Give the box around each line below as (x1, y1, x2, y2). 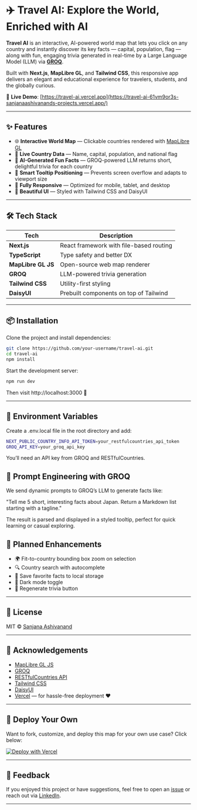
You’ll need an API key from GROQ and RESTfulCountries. (6, 455, 145, 462)
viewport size (14, 175, 47, 182)
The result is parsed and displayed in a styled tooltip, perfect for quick (6, 516, 176, 523)
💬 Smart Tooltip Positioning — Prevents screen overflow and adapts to (14, 169, 187, 176)
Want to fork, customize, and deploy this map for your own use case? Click (6, 730, 187, 737)
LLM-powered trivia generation (59, 270, 147, 278)
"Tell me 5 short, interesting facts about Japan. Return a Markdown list (6, 499, 177, 506)
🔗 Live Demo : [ (6, 93, 42, 100)
